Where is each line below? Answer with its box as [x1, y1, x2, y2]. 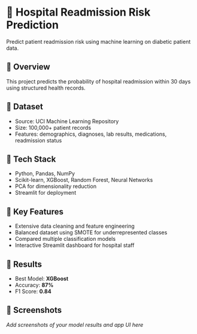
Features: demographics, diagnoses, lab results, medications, [14, 130, 167, 138]
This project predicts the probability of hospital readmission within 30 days [6, 77, 191, 85]
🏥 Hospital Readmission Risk [6, 5, 151, 19]
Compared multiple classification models [14, 235, 116, 243]
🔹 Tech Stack [6, 154, 56, 164]
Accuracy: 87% [14, 282, 54, 288]
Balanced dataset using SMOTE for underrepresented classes [14, 229, 168, 236]
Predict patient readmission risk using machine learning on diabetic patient [6, 38, 191, 45]
